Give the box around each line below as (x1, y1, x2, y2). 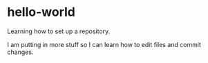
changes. (7, 48, 34, 56)
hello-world (7, 4, 76, 20)
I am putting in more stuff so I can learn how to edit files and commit (7, 40, 202, 48)
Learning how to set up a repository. (7, 27, 111, 35)
